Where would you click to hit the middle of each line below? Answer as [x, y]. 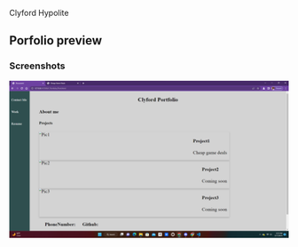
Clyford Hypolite [39, 13]
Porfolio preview [56, 40]
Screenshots [37, 66]
